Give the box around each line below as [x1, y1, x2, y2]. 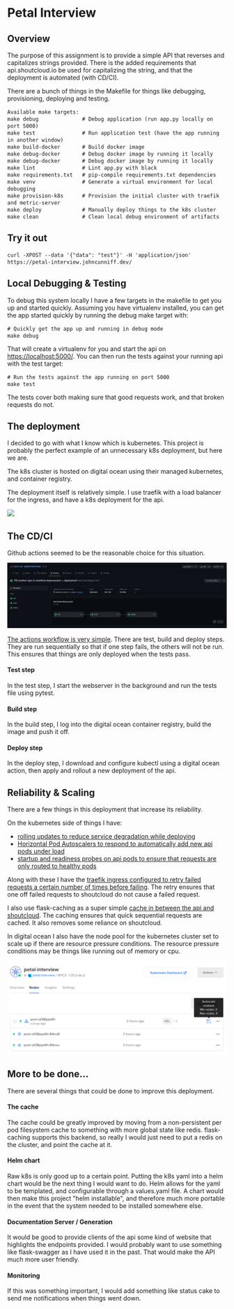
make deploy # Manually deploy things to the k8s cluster [7, 207, 217, 214]
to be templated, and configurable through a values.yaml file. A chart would [7, 1186, 224, 1195]
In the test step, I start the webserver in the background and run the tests [7, 682, 217, 690]
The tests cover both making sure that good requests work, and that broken [7, 393, 224, 401]
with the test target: [7, 359, 64, 368]
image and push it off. [7, 728, 70, 736]
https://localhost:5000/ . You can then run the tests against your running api [7, 352, 224, 360]
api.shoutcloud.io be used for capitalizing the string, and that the [7, 66, 193, 74]
